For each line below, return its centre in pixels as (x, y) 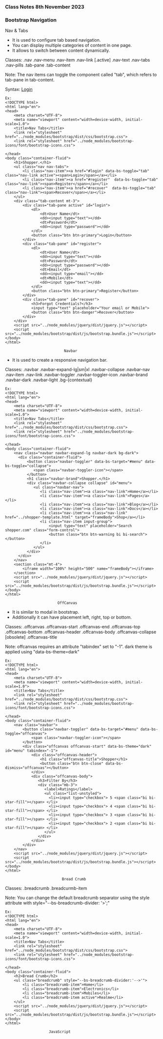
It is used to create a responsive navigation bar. (60, 360)
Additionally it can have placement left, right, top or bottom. (72, 617)
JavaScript (60, 1032)
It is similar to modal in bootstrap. (46, 612)
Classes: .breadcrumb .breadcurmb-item (46, 888)
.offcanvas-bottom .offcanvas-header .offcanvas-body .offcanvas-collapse (81, 632)
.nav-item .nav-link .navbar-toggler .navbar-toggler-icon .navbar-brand (76, 375)
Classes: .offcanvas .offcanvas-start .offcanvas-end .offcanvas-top (73, 627)
